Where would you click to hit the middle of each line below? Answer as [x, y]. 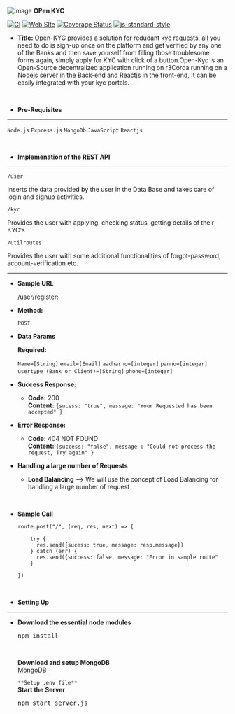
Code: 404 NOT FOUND [63, 439]
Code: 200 [43, 398]
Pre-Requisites [40, 110]
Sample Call [35, 514]
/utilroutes [24, 243]
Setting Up [33, 602]
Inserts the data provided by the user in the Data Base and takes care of [111, 189]
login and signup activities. [46, 197]
